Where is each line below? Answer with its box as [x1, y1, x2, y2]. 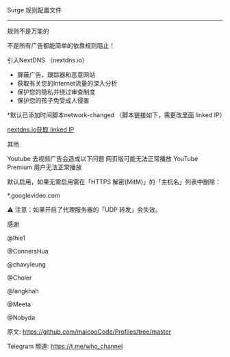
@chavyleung [7, 260, 46, 269]
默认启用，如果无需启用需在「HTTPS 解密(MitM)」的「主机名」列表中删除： [7, 177, 221, 186]
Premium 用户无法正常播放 [7, 163, 82, 171]
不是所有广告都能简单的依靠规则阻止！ [7, 42, 115, 49]
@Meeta [7, 300, 31, 308]
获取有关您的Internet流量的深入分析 [16, 79, 118, 87]
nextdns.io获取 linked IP [7, 125, 75, 134]
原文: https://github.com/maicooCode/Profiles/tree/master [7, 328, 171, 336]
